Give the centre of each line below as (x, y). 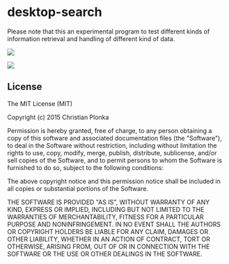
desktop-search (55, 12)
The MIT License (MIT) (40, 103)
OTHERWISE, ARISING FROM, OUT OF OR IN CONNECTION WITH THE (109, 246)
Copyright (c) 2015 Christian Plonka (58, 117)
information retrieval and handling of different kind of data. (91, 38)
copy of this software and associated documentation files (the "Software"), (115, 138)
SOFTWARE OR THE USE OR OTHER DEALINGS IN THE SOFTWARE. (105, 254)
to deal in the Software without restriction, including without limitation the (112, 145)
